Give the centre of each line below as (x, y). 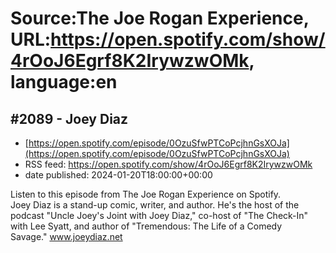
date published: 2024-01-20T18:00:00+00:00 (118, 175)
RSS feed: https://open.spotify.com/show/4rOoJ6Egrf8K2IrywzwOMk (168, 164)
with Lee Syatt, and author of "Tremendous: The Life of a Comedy (146, 226)
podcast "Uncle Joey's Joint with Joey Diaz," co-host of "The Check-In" (159, 215)
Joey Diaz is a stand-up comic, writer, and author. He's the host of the (155, 205)
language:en (64, 82)
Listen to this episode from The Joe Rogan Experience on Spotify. (146, 194)
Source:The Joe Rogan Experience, (160, 18)
